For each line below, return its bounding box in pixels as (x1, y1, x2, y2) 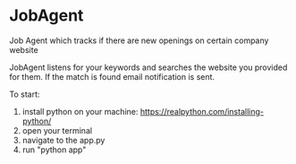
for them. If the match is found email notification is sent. (9, 71, 216, 82)
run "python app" (21, 144, 87, 155)
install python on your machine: (21, 106, 139, 117)
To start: (9, 89, 40, 99)
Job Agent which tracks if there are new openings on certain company (9, 35, 269, 46)
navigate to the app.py (21, 134, 106, 145)
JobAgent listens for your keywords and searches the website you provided (9, 62, 288, 73)
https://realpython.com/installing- (140, 106, 264, 117)
